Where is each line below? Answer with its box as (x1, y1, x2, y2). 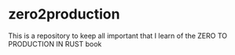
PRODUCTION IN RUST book (8, 39, 102, 48)
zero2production (8, 5, 120, 23)
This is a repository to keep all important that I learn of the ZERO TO (8, 31, 228, 40)
